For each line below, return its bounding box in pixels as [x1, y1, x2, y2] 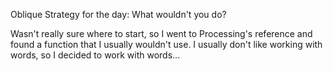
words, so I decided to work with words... [10, 49, 181, 61]
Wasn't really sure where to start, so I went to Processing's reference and [10, 28, 313, 39]
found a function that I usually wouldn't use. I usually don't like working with [10, 39, 323, 50]
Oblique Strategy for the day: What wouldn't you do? [10, 9, 227, 20]
